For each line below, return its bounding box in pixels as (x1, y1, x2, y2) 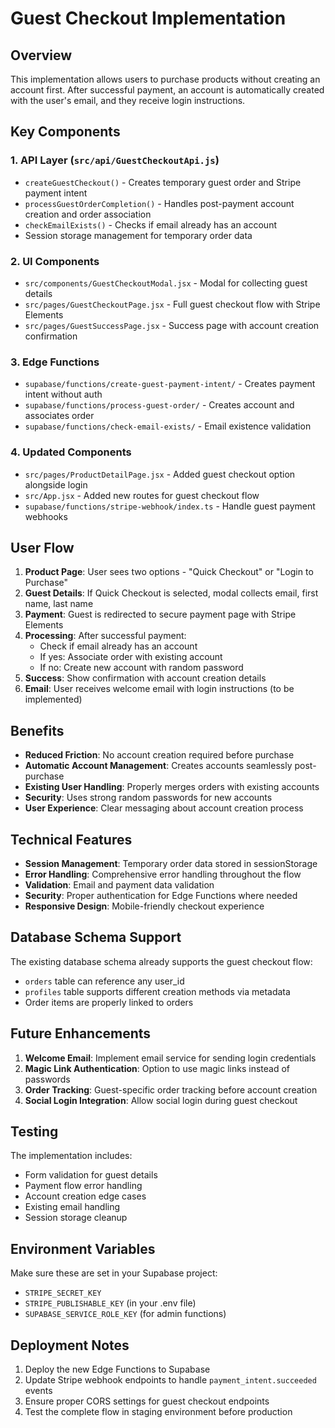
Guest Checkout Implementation (10, 7, 287, 30)
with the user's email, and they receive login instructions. (10, 95, 246, 106)
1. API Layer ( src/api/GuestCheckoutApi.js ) (10, 153, 220, 167)
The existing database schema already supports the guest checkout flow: (10, 955, 313, 967)
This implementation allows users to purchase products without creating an (10, 73, 321, 85)
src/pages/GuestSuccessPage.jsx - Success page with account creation (24, 319, 320, 331)
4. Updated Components (10, 445, 132, 459)
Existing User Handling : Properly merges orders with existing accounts (24, 781, 320, 793)
